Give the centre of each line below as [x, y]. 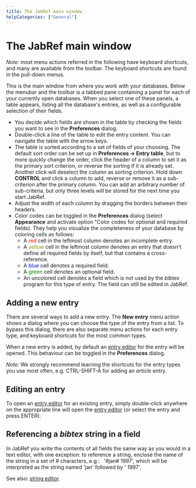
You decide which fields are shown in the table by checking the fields [98, 122]
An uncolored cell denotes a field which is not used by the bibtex [101, 278]
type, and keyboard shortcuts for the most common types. [77, 335]
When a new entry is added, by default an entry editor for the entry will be [95, 347]
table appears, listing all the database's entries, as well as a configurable [94, 105]
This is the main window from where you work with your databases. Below [96, 86]
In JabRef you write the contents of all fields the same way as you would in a [98, 448]
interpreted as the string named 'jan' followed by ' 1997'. [74, 467]
